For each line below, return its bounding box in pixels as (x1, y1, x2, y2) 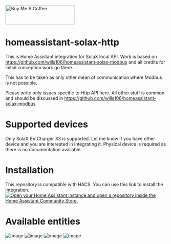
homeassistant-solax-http (5, 36, 119, 48)
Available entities (5, 216, 80, 227)
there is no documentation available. (5, 146, 82, 152)
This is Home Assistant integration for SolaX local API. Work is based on (5, 53, 157, 59)
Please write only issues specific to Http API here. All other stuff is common (5, 90, 165, 96)
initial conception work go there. (5, 64, 74, 70)
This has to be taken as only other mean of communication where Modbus (5, 74, 162, 80)
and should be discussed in (5, 95, 63, 101)
